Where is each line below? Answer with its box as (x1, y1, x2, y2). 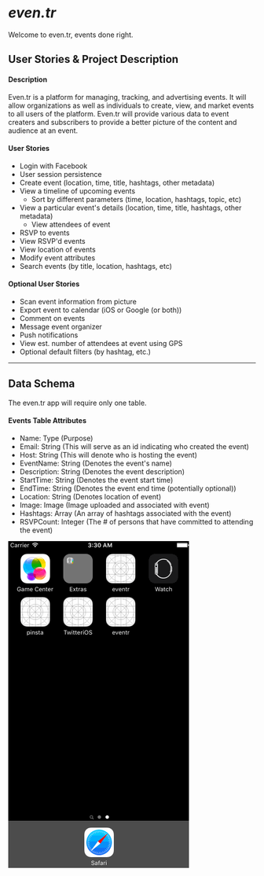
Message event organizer (19, 322, 102, 331)
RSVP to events (19, 228, 70, 237)
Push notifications (19, 330, 79, 340)
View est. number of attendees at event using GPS (19, 338, 183, 348)
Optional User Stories (8, 279, 80, 289)
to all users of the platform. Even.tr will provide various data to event (8, 109, 229, 118)
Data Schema (8, 377, 75, 391)
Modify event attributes (19, 252, 96, 263)
